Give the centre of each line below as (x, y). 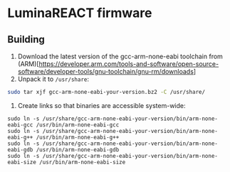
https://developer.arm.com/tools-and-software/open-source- (129, 64)
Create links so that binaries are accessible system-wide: (101, 105)
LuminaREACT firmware (80, 13)
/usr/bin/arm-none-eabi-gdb (78, 150)
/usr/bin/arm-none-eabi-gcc (78, 125)
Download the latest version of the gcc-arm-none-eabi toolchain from (120, 56)
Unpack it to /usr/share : (53, 79)
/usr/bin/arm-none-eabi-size (82, 162)
